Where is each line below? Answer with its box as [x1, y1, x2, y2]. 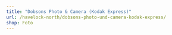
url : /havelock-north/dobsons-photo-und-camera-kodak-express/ [6, 14, 167, 20]
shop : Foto [6, 20, 33, 26]
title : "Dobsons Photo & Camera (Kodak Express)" [6, 8, 132, 15]
